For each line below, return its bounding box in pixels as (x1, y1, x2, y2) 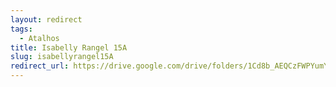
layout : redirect (10, 14, 83, 25)
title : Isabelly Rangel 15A (10, 42, 128, 53)
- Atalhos (19, 33, 60, 43)
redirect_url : (10, 61, 70, 71)
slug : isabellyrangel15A (10, 52, 114, 62)
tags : (10, 24, 33, 34)
